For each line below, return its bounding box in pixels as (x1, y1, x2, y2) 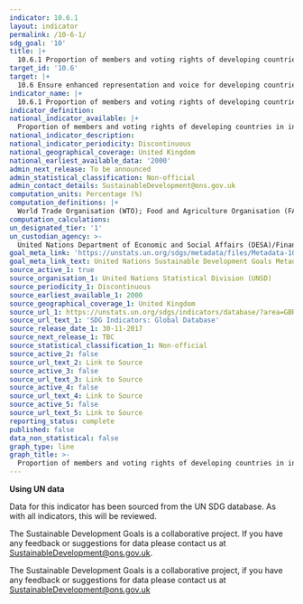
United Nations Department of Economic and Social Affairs (17, 241, 244, 250)
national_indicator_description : (9, 131, 135, 140)
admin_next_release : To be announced (9, 165, 151, 174)
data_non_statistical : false (9, 433, 119, 443)
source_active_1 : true (9, 266, 95, 275)
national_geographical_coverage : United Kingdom (9, 147, 196, 156)
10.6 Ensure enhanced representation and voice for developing (17, 80, 260, 90)
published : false (9, 425, 75, 434)
